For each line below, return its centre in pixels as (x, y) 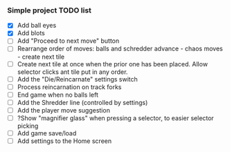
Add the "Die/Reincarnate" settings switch (78, 79)
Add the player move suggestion (64, 110)
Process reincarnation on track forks (69, 87)
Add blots (31, 33)
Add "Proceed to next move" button (68, 41)
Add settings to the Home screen (64, 141)
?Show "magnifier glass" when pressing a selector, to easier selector (115, 118)
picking (28, 126)
